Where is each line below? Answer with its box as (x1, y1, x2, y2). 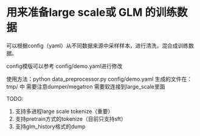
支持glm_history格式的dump (15, 123, 86, 130)
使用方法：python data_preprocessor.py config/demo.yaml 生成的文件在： (6, 75, 193, 83)
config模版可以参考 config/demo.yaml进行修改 (6, 62, 123, 70)
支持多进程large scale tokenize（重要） (15, 107, 114, 115)
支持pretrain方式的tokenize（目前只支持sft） (15, 115, 126, 122)
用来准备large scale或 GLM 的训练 (6, 5, 178, 19)
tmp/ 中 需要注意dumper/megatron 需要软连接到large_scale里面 (6, 83, 165, 90)
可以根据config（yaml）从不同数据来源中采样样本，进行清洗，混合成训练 (6, 42, 189, 49)
